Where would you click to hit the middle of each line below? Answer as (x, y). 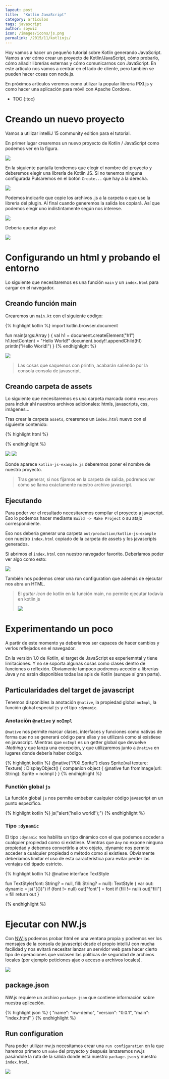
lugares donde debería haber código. (44, 753)
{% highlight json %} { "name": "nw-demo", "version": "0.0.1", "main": (77, 1012)
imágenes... (17, 409)
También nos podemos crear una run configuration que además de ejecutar (84, 578)
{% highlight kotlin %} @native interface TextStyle (57, 873)
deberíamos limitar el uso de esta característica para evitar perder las (77, 858)
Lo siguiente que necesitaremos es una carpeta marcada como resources (81, 399)
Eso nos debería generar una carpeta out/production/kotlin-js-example (81, 533)
